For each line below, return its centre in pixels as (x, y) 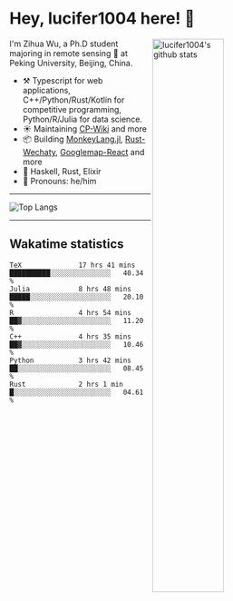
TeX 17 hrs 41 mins (73, 265)
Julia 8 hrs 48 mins (70, 289)
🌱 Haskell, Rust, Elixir (62, 171)
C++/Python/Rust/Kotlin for (73, 100)
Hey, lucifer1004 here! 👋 (102, 19)
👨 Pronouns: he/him (59, 181)
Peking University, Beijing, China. (71, 63)
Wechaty (39, 152)
